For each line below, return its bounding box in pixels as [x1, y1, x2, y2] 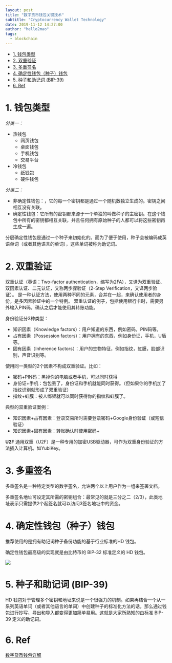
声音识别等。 [21, 352, 49, 358]
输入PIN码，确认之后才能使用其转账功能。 [9, 304, 98, 310]
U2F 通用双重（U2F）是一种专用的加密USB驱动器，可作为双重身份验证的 [5, 438, 159, 445]
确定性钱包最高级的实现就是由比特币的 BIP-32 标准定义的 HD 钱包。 [5, 549, 148, 555]
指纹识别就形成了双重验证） [12, 386, 72, 393]
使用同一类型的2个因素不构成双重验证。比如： [5, 363, 102, 369]
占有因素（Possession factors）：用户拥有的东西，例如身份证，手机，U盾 [12, 333, 166, 339]
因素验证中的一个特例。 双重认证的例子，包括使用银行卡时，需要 [23, 298, 159, 304]
